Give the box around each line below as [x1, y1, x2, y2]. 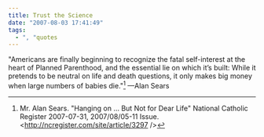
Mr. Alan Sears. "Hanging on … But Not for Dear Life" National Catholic [19, 103, 249, 113]
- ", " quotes [15, 33, 58, 41]
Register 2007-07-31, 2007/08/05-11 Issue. [19, 111, 159, 121]
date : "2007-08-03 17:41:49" [8, 19, 104, 27]
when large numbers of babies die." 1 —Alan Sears [8, 80, 170, 90]
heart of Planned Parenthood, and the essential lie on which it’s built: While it [8, 63, 256, 73]
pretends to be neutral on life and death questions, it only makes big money [8, 71, 253, 81]
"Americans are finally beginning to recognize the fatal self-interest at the [8, 55, 246, 64]
